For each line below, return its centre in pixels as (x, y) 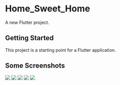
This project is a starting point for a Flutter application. (60, 50)
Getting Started (30, 38)
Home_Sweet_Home (48, 9)
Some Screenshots (35, 66)
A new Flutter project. (27, 22)
